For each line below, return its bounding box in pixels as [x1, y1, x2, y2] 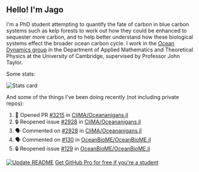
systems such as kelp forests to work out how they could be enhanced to [6, 27, 187, 34]
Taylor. [6, 59, 23, 66]
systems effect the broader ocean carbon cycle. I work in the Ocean [6, 39, 175, 47]
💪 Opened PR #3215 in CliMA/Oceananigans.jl [14, 111, 129, 118]
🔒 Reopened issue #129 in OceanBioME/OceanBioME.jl [14, 145, 150, 152]
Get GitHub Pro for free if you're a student [55, 158, 159, 166]
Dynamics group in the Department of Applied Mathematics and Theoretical [6, 46, 194, 53]
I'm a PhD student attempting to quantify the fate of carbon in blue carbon [6, 20, 189, 27]
